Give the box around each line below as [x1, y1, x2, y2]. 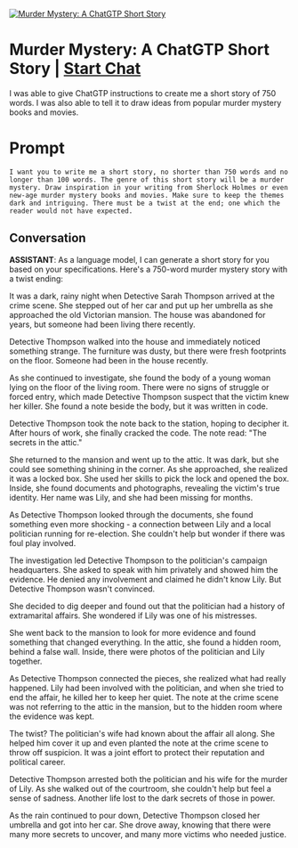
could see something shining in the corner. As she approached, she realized [9, 463, 288, 474]
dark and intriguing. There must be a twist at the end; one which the [9, 199, 280, 208]
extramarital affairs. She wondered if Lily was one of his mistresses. [9, 610, 258, 621]
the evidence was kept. [9, 711, 95, 722]
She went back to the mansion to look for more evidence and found [9, 627, 256, 638]
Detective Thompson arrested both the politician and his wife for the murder [9, 773, 288, 784]
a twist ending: [9, 273, 64, 284]
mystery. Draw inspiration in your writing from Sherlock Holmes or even [9, 183, 289, 192]
